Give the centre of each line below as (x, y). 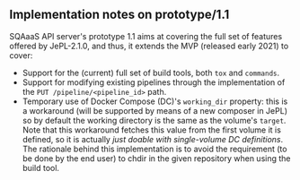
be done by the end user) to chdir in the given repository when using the (156, 158)
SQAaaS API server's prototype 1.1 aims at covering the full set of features (146, 36)
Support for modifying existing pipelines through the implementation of (154, 82)
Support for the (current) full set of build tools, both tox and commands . (151, 73)
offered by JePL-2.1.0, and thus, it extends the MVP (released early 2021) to (149, 46)
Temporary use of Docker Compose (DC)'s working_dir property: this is (155, 101)
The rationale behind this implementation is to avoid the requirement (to (154, 149)
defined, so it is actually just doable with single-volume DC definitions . (153, 139)
